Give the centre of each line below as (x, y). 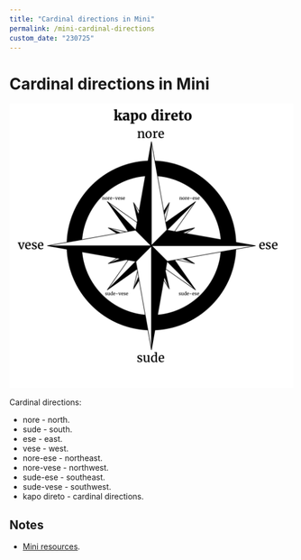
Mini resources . (51, 546)
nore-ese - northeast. (63, 458)
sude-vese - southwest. (67, 487)
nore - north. (46, 420)
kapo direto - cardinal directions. (83, 497)
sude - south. (47, 429)
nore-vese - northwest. (66, 468)
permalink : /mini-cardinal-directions (82, 28)
